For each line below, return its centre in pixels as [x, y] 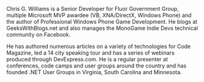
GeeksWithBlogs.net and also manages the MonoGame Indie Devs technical [102, 28]
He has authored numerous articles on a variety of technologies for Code [99, 46]
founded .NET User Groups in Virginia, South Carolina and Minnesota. [94, 72]
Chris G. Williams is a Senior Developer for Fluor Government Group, [93, 9]
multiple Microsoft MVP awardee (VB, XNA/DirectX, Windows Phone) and [99, 15]
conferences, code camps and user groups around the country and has [96, 66]
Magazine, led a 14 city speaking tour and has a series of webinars [90, 53]
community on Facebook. [39, 35]
